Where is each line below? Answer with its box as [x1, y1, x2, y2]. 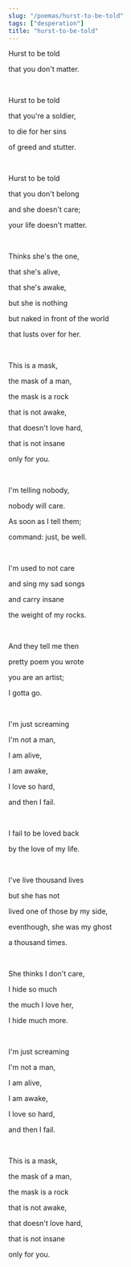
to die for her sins [8, 126, 67, 137]
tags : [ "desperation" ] [8, 19, 84, 27]
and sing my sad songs [8, 579, 85, 588]
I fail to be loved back [8, 828, 80, 838]
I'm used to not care [8, 563, 75, 573]
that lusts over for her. [8, 329, 82, 339]
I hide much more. [8, 1016, 68, 1026]
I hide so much [8, 984, 58, 994]
